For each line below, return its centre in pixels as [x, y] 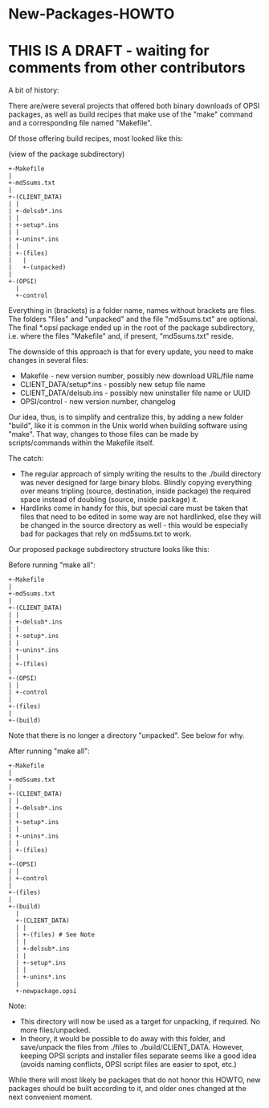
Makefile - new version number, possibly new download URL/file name [137, 376]
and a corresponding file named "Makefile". [80, 123]
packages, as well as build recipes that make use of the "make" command [130, 114]
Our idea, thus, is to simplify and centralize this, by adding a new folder [126, 417]
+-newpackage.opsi [47, 991]
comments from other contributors [127, 68]
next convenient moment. [51, 1097]
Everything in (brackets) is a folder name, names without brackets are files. [132, 311]
